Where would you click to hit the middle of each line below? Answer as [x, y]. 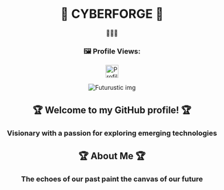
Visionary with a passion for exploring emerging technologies [112, 133]
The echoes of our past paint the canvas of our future [112, 179]
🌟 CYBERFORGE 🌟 [112, 14]
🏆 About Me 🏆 [112, 156]
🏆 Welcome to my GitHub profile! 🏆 [112, 110]
